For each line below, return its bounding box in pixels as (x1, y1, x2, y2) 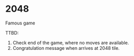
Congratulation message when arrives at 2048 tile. (12, 45, 120, 51)
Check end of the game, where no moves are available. (12, 39, 129, 46)
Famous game (5, 20, 35, 26)
